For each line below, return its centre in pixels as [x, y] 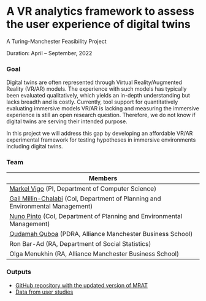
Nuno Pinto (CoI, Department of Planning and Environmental [96, 216]
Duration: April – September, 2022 [49, 53]
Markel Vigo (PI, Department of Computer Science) [83, 188]
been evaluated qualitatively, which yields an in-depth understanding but [98, 96]
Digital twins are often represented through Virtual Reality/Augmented [94, 82]
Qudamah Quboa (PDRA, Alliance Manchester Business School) [101, 234]
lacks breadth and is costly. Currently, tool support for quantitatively [92, 102]
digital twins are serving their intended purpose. [67, 121]
